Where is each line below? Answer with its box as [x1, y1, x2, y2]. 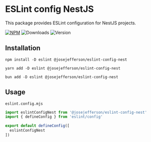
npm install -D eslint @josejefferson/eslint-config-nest [5, 57, 127, 62]
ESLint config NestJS [5, 3, 94, 15]
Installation [5, 44, 41, 53]
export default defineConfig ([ [5, 123, 70, 129]
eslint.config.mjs [5, 101, 43, 106]
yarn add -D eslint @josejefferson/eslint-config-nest [5, 66, 121, 71]
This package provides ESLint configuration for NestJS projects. [5, 20, 136, 26]
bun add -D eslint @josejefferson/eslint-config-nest [5, 74, 119, 79]
